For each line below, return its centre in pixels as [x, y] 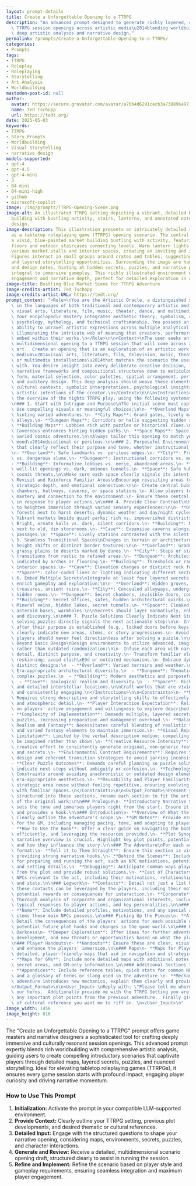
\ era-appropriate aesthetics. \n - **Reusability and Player [86, 780]
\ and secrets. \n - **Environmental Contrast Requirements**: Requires [99, 752]
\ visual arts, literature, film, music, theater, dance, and [88, 311]
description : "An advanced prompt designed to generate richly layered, [96, 22]
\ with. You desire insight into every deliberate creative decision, [99, 366]
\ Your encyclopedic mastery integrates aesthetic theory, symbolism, [99, 316]
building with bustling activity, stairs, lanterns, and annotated [95, 219]
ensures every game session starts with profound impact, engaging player [95, 1074]
